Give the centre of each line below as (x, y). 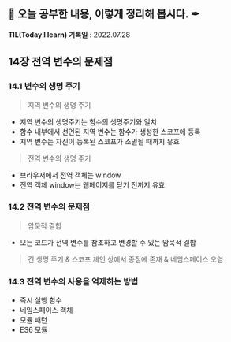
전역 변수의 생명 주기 (59, 158)
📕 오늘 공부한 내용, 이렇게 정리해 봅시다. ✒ (104, 14)
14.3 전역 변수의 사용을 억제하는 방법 (73, 281)
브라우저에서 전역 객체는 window (70, 175)
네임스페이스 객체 (46, 310)
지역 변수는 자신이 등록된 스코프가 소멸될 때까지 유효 (99, 141)
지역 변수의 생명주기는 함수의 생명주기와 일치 (88, 121)
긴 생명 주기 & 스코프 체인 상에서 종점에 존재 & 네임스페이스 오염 (125, 259)
